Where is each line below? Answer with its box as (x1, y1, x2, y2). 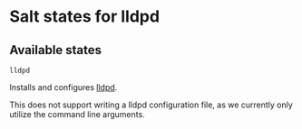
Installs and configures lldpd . (9, 82, 118, 92)
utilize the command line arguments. (9, 109, 145, 119)
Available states (9, 42, 102, 58)
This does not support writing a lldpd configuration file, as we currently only (9, 99, 293, 110)
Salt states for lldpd (9, 6, 161, 27)
